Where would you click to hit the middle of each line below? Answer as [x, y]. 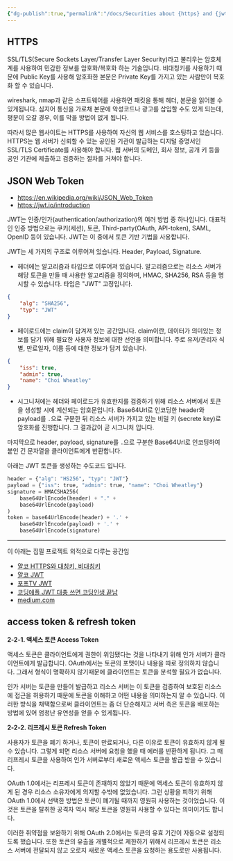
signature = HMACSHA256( [43, 491]
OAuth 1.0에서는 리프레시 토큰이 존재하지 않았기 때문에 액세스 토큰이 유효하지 [112, 783]
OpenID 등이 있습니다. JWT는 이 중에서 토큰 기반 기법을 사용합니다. [98, 237]
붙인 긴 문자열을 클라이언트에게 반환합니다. [65, 451]
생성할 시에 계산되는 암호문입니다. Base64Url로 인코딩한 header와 [114, 410]
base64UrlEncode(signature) [60, 531]
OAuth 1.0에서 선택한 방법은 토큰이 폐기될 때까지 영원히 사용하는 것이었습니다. [113, 800]
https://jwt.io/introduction [53, 205]
